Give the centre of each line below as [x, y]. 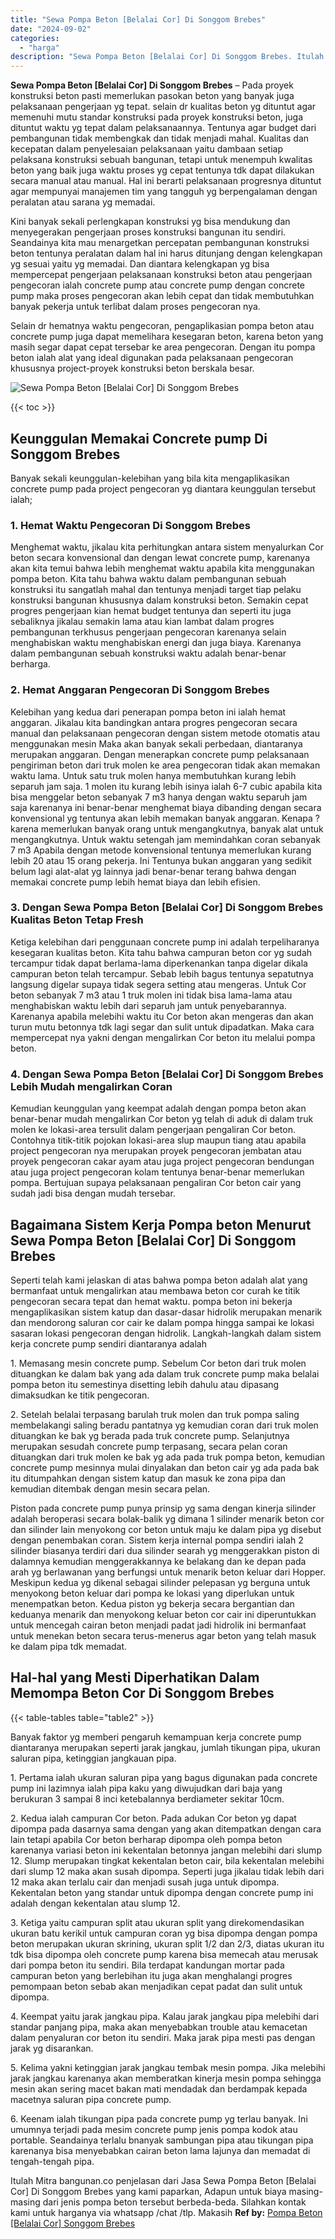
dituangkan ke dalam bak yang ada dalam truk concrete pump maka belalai [165, 1373]
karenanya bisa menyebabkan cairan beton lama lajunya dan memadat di [160, 2150]
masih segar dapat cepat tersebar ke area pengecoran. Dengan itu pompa [163, 347]
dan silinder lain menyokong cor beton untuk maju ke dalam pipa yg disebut [166, 1529]
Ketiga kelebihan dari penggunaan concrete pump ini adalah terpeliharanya [165, 942]
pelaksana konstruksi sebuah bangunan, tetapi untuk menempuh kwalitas [161, 160]
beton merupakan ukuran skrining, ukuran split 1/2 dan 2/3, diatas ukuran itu [167, 1943]
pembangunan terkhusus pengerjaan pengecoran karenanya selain [148, 632]
